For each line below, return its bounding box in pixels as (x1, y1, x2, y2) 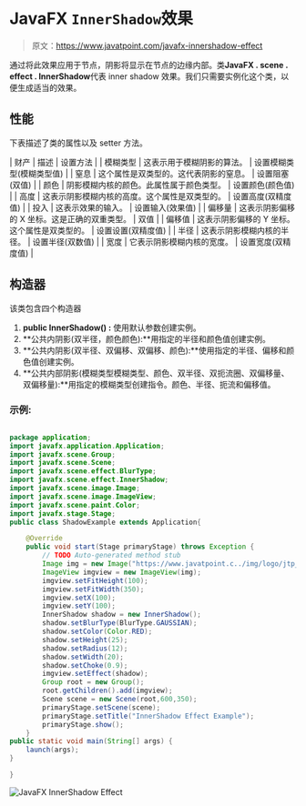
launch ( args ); (25, 745, 79, 755)
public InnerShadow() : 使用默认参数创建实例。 (22, 322, 202, 333)
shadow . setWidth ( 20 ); (42, 652, 125, 661)
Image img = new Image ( (42, 559, 132, 569)
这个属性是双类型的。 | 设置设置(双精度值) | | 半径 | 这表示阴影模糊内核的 (9, 225, 281, 236)
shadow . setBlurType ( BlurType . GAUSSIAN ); (42, 619, 198, 628)
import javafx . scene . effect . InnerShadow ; (9, 475, 169, 485)
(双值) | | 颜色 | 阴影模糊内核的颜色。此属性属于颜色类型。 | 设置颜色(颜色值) (9, 179, 295, 190)
